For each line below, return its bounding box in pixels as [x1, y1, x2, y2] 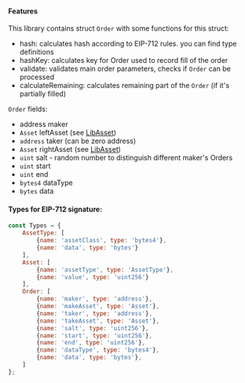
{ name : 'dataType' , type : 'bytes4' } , [36, 346, 159, 354]
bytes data [19, 186, 54, 196]
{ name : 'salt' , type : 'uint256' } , [36, 324, 149, 332]
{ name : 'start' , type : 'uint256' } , [36, 331, 153, 340]
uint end [19, 170, 49, 179]
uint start [19, 161, 51, 171]
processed [19, 72, 55, 82]
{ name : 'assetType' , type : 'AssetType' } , [36, 266, 174, 274]
